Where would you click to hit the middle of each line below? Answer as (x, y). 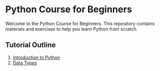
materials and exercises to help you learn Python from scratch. (72, 29)
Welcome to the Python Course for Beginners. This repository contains (80, 23)
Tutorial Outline (31, 45)
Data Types (25, 63)
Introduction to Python (36, 57)
